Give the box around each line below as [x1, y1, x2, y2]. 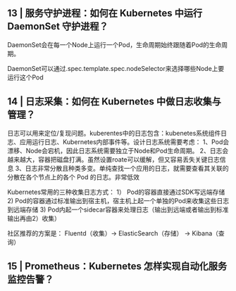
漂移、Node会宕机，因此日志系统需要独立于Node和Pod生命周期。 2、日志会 [7, 146, 229, 155]
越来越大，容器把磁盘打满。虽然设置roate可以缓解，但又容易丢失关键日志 [7, 155, 221, 164]
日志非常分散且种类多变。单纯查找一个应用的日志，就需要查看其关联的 [25, 164, 229, 172]
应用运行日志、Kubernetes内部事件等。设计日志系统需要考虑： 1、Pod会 [19, 137, 230, 146]
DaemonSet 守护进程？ [7, 20, 108, 32]
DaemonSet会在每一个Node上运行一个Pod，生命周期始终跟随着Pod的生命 [7, 40, 222, 48]
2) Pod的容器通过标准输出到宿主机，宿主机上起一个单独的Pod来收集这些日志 [7, 196, 230, 205]
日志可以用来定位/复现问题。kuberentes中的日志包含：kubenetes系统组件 [7, 129, 221, 137]
